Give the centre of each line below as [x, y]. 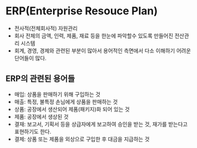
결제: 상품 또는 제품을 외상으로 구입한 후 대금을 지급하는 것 [82, 139]
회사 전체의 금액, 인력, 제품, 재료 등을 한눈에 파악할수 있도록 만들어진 [94, 36]
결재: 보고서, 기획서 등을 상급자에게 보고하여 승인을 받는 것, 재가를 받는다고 [101, 124]
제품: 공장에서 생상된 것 [41, 116]
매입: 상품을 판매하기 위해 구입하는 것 [57, 94]
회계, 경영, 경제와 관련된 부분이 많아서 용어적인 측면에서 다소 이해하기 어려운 [103, 50]
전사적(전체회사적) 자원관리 [46, 28]
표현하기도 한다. [33, 131]
